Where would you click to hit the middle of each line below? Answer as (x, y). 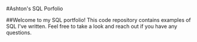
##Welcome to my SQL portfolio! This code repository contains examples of (98, 20)
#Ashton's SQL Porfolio (35, 9)
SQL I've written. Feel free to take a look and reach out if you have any (92, 26)
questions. (19, 33)
